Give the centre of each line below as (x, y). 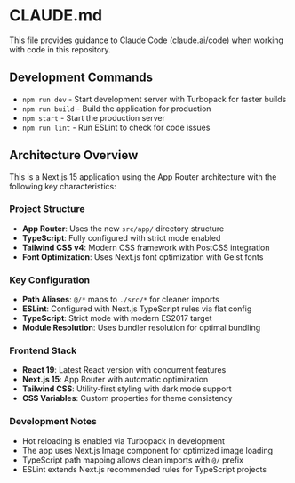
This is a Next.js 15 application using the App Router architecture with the (143, 177)
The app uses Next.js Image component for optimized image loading (147, 450)
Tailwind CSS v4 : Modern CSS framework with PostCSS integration (146, 247)
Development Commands (81, 78)
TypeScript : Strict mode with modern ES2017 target (117, 318)
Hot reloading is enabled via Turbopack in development (123, 440)
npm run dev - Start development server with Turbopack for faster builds (154, 99)
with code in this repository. (60, 49)
